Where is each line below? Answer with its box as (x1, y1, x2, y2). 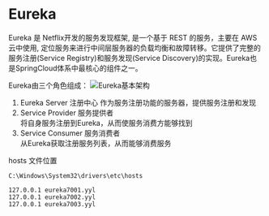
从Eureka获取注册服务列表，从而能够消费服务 (19, 138, 172, 148)
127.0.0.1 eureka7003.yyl (8, 200, 96, 208)
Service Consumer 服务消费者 (19, 127, 120, 138)
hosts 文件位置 (8, 155, 58, 165)
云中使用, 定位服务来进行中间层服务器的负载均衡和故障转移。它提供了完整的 (8, 42, 261, 53)
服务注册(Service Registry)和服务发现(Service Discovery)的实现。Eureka (8, 53, 250, 63)
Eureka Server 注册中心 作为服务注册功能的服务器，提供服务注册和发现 (19, 97, 257, 107)
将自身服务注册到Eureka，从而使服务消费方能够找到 (19, 118, 193, 127)
